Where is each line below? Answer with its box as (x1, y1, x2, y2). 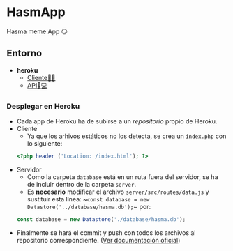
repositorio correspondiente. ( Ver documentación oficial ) (16, 236, 181, 244)
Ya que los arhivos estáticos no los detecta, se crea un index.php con (27, 132, 227, 140)
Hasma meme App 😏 (6, 27, 68, 36)
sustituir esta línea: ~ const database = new (27, 195, 150, 203)
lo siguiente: (27, 139, 63, 148)
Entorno (6, 47, 43, 59)
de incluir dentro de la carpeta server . (27, 180, 137, 188)
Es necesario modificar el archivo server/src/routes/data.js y (27, 188, 210, 196)
